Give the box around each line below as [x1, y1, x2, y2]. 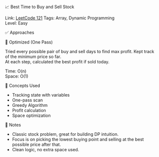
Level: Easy [5, 20, 28, 26]
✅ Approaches [5, 29, 34, 35]
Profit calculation [12, 108, 46, 113]
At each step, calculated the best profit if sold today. [5, 59, 110, 64]
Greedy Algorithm [12, 102, 48, 108]
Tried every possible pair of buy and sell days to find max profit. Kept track [5, 49, 154, 54]
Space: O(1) [5, 73, 29, 79]
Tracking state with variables [12, 92, 70, 98]
